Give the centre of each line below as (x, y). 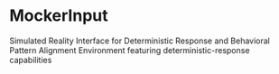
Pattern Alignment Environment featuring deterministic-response (130, 50)
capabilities (31, 60)
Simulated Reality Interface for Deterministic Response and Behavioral (140, 41)
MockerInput (59, 16)
